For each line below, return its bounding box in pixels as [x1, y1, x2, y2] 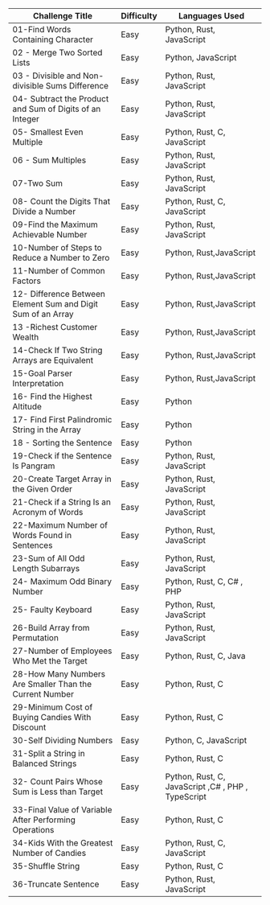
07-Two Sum [12, 178, 63, 188]
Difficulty [120, 10, 158, 21]
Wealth [12, 331, 39, 343]
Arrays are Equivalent [12, 355, 94, 365]
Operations [12, 825, 55, 835]
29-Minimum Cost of [12, 701, 93, 713]
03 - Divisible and [12, 70, 81, 81]
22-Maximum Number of [12, 520, 108, 530]
